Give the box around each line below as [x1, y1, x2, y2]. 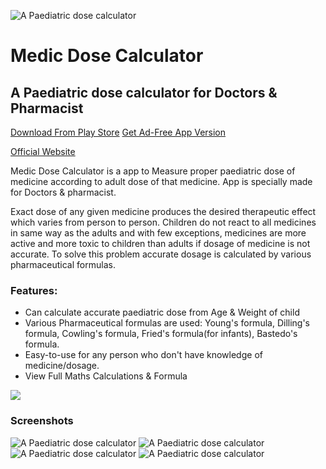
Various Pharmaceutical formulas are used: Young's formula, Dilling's [24, 317, 310, 329]
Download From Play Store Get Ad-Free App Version [10, 126, 227, 138]
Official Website [10, 146, 76, 157]
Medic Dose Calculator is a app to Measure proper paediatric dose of [10, 165, 296, 177]
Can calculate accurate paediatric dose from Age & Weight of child [24, 306, 300, 319]
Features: [10, 283, 58, 297]
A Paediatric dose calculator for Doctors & [10, 84, 278, 101]
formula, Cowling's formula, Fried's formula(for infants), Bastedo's [24, 328, 298, 340]
